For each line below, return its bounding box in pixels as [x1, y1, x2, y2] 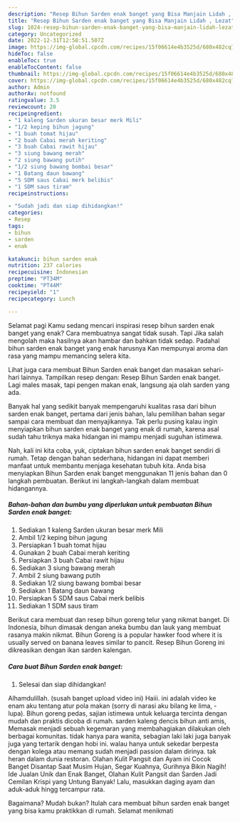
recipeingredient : [8, 110, 63, 117]
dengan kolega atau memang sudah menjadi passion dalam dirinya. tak [8, 747, 216, 756]
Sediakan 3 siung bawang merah [18, 563, 115, 572]
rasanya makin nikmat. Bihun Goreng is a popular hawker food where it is [8, 631, 223, 639]
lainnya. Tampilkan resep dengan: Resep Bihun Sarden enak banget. [21, 373, 221, 381]
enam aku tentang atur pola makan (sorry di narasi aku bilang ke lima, [8, 701, 213, 711]
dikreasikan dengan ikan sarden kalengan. [8, 646, 132, 654]
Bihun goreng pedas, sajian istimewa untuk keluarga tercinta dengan [26, 709, 227, 718]
